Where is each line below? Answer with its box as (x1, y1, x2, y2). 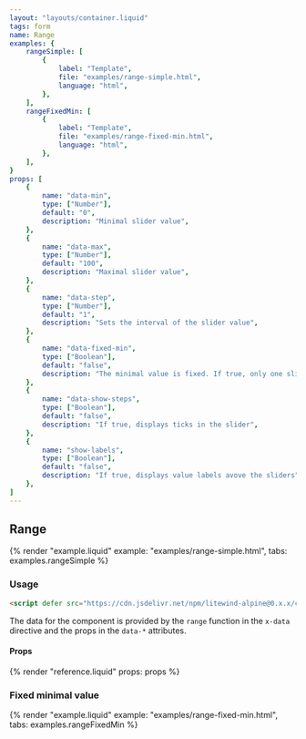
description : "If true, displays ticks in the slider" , (42, 420, 259, 429)
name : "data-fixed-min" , (42, 344, 137, 353)
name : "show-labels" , (42, 446, 125, 455)
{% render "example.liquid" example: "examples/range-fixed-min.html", (9, 710, 278, 721)
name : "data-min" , (42, 191, 112, 200)
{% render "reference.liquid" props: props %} (9, 666, 180, 677)
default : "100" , (42, 259, 104, 269)
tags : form (9, 22, 51, 31)
